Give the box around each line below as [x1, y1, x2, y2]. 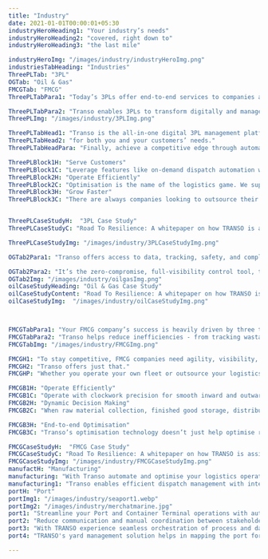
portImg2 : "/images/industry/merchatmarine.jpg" [8, 502, 173, 510]
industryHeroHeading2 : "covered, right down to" [8, 34, 173, 42]
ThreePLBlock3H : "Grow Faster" [8, 188, 112, 196]
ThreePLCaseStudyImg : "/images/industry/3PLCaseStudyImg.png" [8, 239, 219, 247]
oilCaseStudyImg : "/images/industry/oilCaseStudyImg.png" [8, 297, 209, 306]
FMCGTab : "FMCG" [8, 85, 62, 93]
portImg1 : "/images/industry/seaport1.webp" [8, 494, 159, 503]
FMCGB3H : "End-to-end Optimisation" [8, 421, 130, 429]
